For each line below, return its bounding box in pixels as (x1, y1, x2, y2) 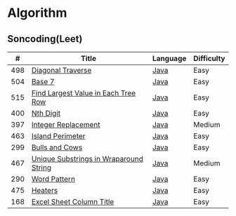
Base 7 (31, 77, 55, 86)
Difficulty (192, 54, 225, 63)
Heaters (31, 186, 58, 195)
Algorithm (7, 5, 67, 21)
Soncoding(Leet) (7, 33, 83, 45)
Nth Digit (31, 109, 61, 118)
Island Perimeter (31, 131, 86, 141)
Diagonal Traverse (31, 65, 92, 75)
